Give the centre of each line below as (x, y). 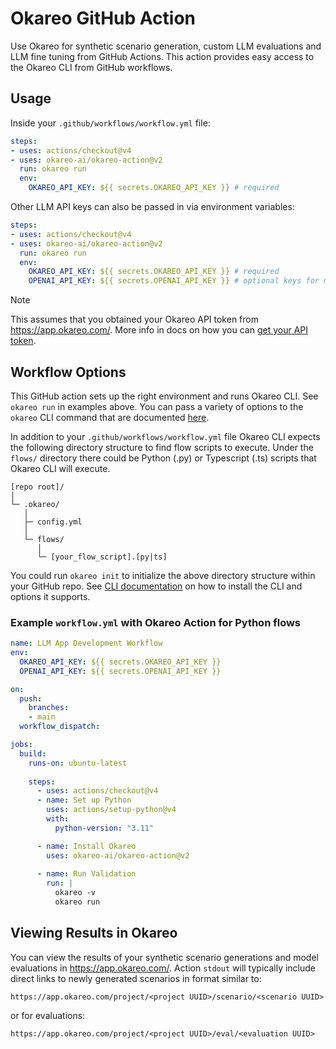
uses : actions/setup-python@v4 (111, 810)
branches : (49, 708)
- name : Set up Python (84, 800)
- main (42, 717)
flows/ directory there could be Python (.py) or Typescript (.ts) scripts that (163, 458)
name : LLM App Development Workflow (86, 643)
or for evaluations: (48, 1015)
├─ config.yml (53, 522)
